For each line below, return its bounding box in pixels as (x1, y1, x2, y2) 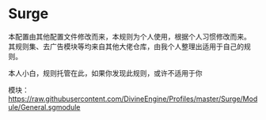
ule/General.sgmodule (8, 102, 81, 111)
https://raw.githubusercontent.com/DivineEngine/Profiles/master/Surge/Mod (8, 94, 258, 103)
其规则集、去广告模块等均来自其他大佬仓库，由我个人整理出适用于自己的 (8, 41, 244, 51)
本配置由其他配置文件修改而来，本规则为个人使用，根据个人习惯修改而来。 (8, 32, 251, 41)
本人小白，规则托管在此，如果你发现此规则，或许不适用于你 (8, 68, 203, 77)
